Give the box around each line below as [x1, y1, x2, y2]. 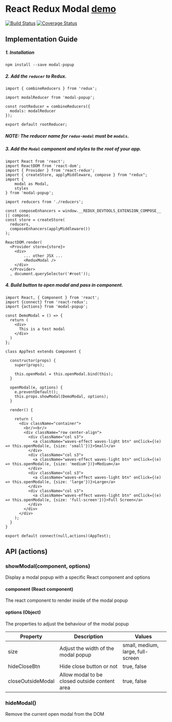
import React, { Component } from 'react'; [5, 295, 100, 300]
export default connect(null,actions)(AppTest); [5, 533, 111, 539]
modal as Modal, [14, 181, 50, 187]
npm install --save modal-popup [5, 62, 74, 67]
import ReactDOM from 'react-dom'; [5, 163, 81, 169]
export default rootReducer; [5, 122, 68, 127]
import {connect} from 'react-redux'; [5, 299, 88, 305]
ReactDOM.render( [5, 239, 42, 245]
